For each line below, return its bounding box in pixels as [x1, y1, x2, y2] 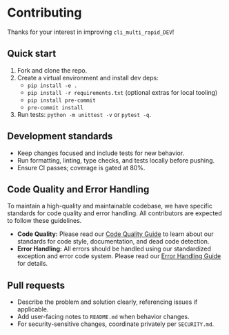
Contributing [7, 5, 82, 21]
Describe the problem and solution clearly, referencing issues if [17, 298, 198, 306]
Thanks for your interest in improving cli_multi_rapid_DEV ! [7, 28, 175, 36]
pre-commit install [27, 104, 84, 111]
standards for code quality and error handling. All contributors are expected [7, 209, 222, 217]
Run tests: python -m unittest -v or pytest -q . [17, 110, 152, 118]
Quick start [7, 48, 57, 60]
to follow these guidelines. [7, 217, 82, 225]
